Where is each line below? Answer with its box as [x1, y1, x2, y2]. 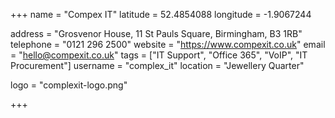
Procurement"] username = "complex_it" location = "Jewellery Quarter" [10, 60, 305, 71]
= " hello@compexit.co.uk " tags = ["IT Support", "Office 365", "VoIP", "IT [10, 49, 308, 61]
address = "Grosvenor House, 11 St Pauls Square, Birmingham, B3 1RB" [10, 28, 303, 39]
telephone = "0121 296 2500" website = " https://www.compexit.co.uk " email [10, 39, 326, 50]
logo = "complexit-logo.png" [10, 79, 128, 91]
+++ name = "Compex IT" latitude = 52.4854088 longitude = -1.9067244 [10, 9, 312, 20]
